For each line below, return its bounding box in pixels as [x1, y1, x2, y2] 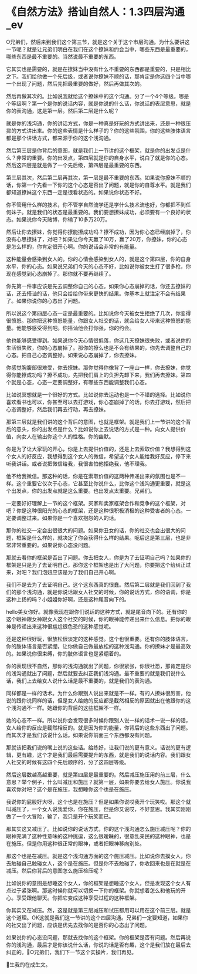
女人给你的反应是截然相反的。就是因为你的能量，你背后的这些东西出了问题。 [6, 724, 191, 731]
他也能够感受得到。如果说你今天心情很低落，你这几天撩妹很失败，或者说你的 [6, 337, 191, 344]
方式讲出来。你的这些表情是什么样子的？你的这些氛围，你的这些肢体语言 [16, 127, 191, 134]
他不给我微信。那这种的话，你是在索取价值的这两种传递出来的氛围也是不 [6, 472, 181, 479]
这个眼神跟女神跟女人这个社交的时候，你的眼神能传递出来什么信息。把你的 [6, 615, 186, 623]
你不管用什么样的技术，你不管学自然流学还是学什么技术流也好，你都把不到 [6, 201, 186, 208]
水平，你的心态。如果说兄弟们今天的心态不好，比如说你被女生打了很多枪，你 [6, 262, 191, 270]
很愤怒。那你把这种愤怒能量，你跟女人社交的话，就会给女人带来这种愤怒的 [6, 317, 186, 324]
